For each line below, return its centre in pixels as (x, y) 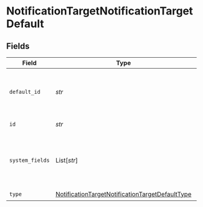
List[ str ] (67, 160)
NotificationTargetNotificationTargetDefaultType (123, 194)
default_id (25, 92)
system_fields (30, 160)
